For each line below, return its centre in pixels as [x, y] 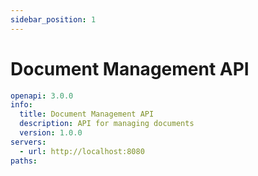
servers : [28, 142]
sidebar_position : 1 [53, 19]
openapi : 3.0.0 [42, 96]
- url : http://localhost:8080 [82, 151]
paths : [24, 161]
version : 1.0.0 [51, 133]
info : [21, 105]
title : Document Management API [87, 114]
